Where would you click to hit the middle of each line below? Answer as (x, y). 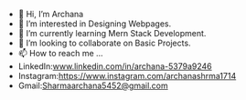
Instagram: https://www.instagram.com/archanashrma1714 (127, 76)
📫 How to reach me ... (60, 53)
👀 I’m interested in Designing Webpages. (95, 24)
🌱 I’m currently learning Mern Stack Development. (112, 33)
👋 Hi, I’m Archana (51, 14)
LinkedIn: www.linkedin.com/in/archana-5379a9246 (115, 66)
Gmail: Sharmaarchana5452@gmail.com (93, 85)
